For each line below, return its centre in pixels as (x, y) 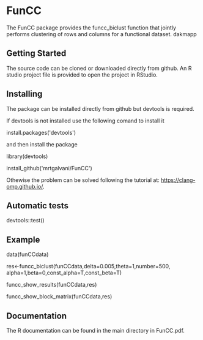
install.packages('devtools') (41, 132)
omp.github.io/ (25, 186)
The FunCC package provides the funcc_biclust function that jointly (91, 28)
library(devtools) (27, 156)
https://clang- (178, 180)
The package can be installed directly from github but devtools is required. (100, 108)
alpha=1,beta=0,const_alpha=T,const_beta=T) (64, 273)
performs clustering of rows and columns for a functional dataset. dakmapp (102, 34)
